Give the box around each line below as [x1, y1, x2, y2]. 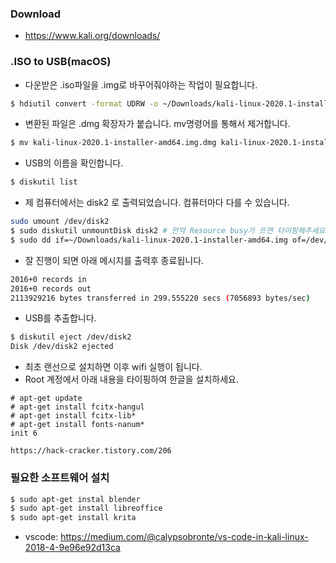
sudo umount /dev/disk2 [10, 217, 110, 227]
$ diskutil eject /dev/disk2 [10, 332, 132, 342]
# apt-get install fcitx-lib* [10, 411, 137, 421]
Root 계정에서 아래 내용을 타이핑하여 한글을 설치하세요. [24, 373, 239, 386]
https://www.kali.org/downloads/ [24, 30, 161, 42]
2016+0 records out [10, 283, 92, 294]
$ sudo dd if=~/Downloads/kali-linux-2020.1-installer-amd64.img [10, 235, 288, 245]
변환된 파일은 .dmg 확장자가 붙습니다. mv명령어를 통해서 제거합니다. [24, 118, 291, 130]
